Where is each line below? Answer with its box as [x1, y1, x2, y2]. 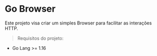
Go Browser [5, 3, 56, 15]
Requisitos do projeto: [17, 35, 64, 41]
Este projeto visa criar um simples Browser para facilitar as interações [5, 20, 152, 26]
